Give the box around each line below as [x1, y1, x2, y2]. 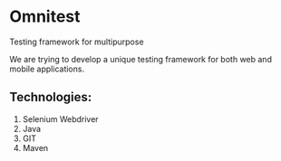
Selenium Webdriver [22, 113, 99, 124]
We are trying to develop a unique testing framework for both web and [9, 53, 272, 64]
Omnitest [9, 6, 81, 27]
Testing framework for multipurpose [9, 36, 144, 47]
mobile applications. [9, 63, 84, 74]
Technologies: [9, 90, 92, 105]
